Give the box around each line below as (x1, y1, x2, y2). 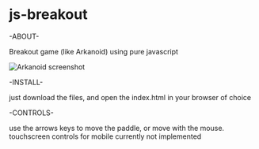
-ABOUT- (9, 32, 40, 41)
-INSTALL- (9, 77, 44, 87)
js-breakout (9, 6, 88, 24)
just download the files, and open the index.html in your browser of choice (9, 92, 252, 102)
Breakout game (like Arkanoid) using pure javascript (9, 47, 179, 56)
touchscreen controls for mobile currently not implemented (9, 132, 202, 141)
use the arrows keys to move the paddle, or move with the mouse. (9, 123, 225, 132)
